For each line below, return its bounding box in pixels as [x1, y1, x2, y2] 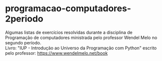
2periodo [5, 13, 43, 24]
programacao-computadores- [5, 3, 131, 14]
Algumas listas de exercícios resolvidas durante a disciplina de [5, 29, 132, 35]
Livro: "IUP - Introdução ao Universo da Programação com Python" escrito [5, 45, 157, 51]
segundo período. [5, 40, 41, 45]
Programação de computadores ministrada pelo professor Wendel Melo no [5, 35, 158, 41]
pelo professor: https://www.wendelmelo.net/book [5, 50, 108, 56]
